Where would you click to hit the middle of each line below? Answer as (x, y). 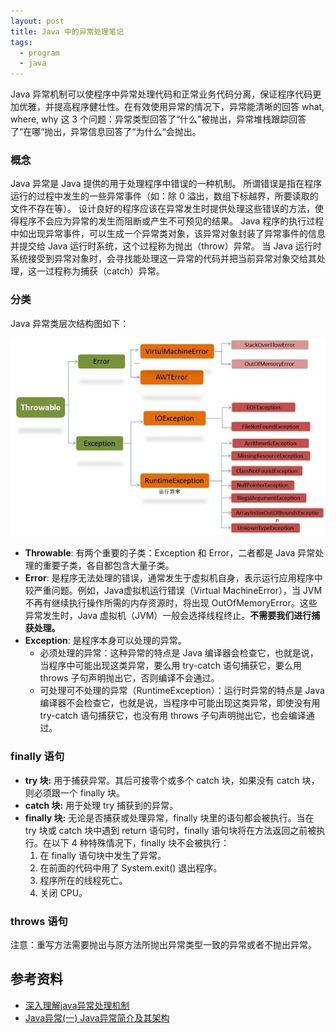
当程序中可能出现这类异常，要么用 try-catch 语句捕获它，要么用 (171, 666)
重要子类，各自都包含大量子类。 (108, 566)
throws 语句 (39, 921)
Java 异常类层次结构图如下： (70, 323)
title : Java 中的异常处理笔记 (67, 31)
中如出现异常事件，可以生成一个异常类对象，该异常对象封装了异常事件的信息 (168, 234)
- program (39, 53)
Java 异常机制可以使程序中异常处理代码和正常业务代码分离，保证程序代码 (161, 94)
